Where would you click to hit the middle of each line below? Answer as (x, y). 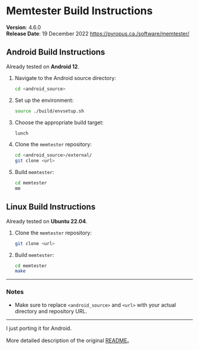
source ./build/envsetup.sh (49, 111)
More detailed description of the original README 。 (69, 340)
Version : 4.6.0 (24, 27)
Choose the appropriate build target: (59, 122)
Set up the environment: (44, 100)
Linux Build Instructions (51, 207)
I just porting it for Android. (39, 328)
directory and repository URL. (51, 311)
